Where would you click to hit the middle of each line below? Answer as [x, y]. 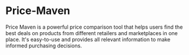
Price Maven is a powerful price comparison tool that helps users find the [94, 27]
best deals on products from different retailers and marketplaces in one [92, 33]
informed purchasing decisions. [44, 46]
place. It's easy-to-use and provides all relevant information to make [88, 39]
